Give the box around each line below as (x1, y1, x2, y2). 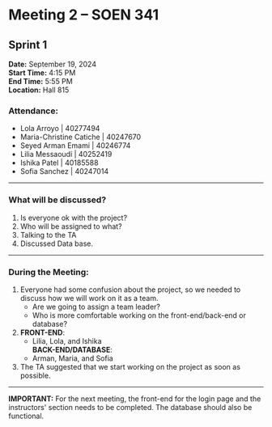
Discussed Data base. (19, 239, 93, 248)
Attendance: (8, 105, 59, 116)
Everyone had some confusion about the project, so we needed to (19, 285, 241, 294)
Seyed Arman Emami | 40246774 (19, 141, 131, 150)
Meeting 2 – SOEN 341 (8, 6, 159, 24)
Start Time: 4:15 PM (8, 68, 76, 78)
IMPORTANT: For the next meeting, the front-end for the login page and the (8, 394, 261, 404)
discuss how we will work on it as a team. (19, 293, 159, 302)
